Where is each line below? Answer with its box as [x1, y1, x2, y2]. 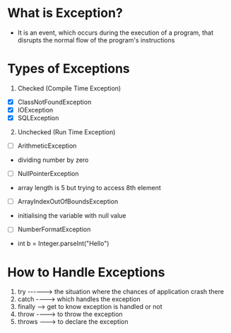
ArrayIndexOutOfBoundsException [17, 197, 119, 206]
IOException [17, 105, 54, 114]
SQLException [17, 114, 59, 122]
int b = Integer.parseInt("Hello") [17, 239, 109, 248]
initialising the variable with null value [17, 211, 126, 220]
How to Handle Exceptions [7, 264, 165, 280]
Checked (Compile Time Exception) [17, 83, 122, 93]
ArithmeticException [17, 141, 77, 150]
